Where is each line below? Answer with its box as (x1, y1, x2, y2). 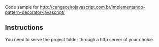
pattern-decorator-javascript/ (5, 9, 65, 15)
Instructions (5, 23, 43, 32)
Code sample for (5, 4, 39, 10)
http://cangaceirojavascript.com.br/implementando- (40, 4, 145, 10)
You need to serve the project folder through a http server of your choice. (5, 36, 154, 42)
